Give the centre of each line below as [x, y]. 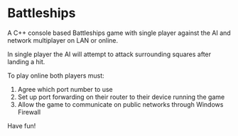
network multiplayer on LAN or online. [63, 40]
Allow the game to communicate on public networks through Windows [120, 104]
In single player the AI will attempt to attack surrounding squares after [109, 54]
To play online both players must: [56, 75]
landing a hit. [26, 61]
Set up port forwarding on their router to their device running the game [121, 97]
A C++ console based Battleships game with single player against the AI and [119, 33]
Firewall [29, 112]
